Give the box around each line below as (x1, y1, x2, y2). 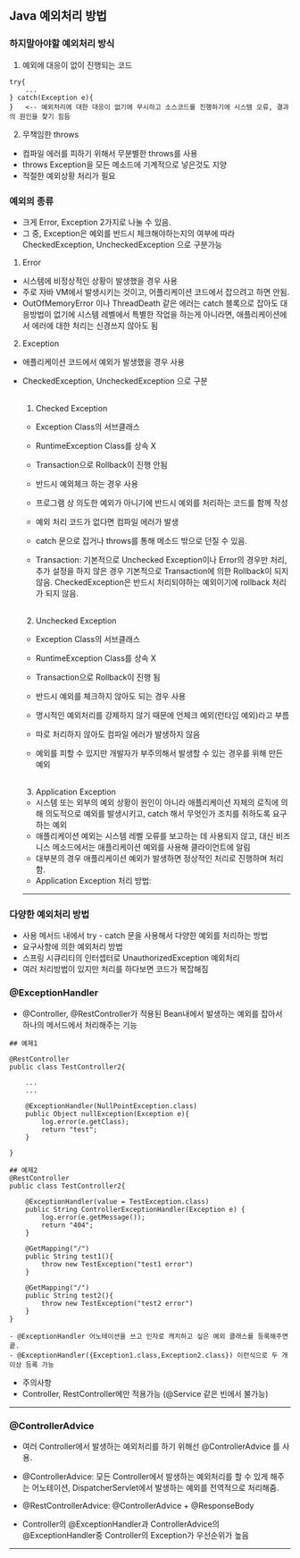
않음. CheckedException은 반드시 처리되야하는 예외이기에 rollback (35, 576, 271, 588)
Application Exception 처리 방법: (35, 875, 152, 885)
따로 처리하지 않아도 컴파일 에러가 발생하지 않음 (35, 728, 201, 740)
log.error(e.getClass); (41, 1117, 129, 1126)
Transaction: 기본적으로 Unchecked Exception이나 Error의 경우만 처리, (35, 554, 287, 565)
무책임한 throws (21, 129, 79, 140)
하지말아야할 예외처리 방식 (9, 38, 115, 50)
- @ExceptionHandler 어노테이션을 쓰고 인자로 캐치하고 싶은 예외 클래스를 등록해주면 (9, 1332, 288, 1341)
